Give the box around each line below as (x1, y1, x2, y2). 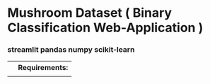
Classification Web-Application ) (7, 20, 204, 36)
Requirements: (18, 63, 69, 73)
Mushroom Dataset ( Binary (7, 5, 172, 21)
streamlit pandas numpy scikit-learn (7, 45, 135, 55)
